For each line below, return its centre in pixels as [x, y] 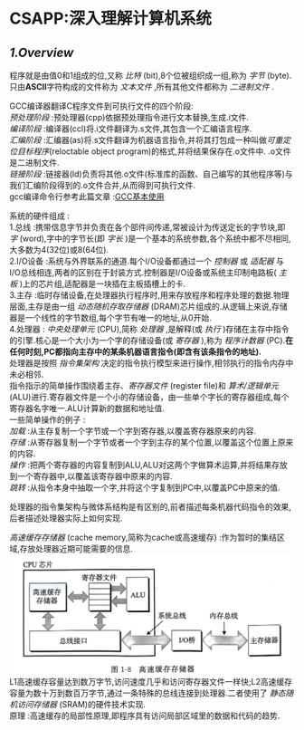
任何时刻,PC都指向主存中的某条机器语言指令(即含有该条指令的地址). [136, 351]
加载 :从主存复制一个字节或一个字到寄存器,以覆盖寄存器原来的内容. [133, 431]
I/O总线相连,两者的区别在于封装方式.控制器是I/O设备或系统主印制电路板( [143, 272]
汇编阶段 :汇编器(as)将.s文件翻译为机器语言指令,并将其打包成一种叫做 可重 [146, 140]
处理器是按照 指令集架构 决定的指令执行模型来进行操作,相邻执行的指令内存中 [152, 363]
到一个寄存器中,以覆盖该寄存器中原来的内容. [91, 476]
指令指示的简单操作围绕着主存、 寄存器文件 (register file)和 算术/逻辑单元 [144, 385]
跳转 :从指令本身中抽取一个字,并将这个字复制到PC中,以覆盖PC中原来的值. [145, 487]
